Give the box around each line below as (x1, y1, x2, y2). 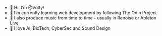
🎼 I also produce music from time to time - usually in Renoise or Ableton (9, 15, 157, 20)
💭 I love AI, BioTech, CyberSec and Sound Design (9, 25, 110, 31)
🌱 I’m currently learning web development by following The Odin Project (9, 10, 157, 16)
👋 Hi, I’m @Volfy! (9, 5, 45, 10)
